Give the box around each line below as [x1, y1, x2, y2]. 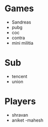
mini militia [11, 40, 34, 46]
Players [4, 96, 36, 107]
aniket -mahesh [11, 117, 44, 123]
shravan [11, 112, 28, 118]
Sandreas [11, 19, 31, 25]
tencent [11, 73, 27, 79]
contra [11, 35, 25, 41]
